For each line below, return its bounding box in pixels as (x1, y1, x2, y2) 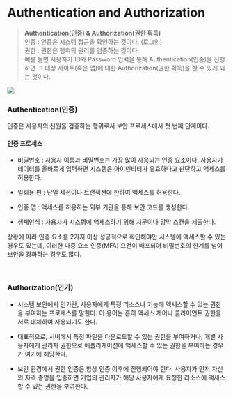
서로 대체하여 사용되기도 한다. (17, 317, 98, 326)
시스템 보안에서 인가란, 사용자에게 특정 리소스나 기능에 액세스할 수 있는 (17, 300, 209, 308)
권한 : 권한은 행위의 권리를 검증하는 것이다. (24, 46, 140, 54)
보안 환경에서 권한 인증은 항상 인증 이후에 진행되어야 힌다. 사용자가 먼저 (17, 364, 211, 373)
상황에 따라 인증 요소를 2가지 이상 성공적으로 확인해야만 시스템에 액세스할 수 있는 (7, 232, 226, 241)
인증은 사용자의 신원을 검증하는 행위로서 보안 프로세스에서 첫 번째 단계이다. (7, 122, 210, 130)
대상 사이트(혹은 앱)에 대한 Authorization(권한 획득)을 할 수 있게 (45, 63, 218, 72)
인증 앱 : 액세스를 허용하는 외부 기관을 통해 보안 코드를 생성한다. (17, 203, 190, 211)
